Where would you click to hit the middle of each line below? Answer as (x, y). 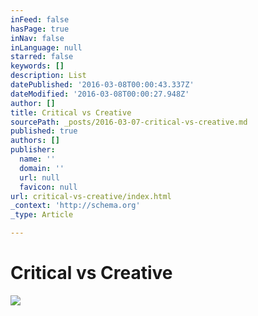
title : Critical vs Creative (71, 112)
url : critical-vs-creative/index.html (91, 196)
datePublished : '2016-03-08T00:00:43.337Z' (102, 85)
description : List (48, 76)
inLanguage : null (46, 47)
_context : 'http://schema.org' (75, 206)
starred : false (42, 57)
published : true (44, 131)
